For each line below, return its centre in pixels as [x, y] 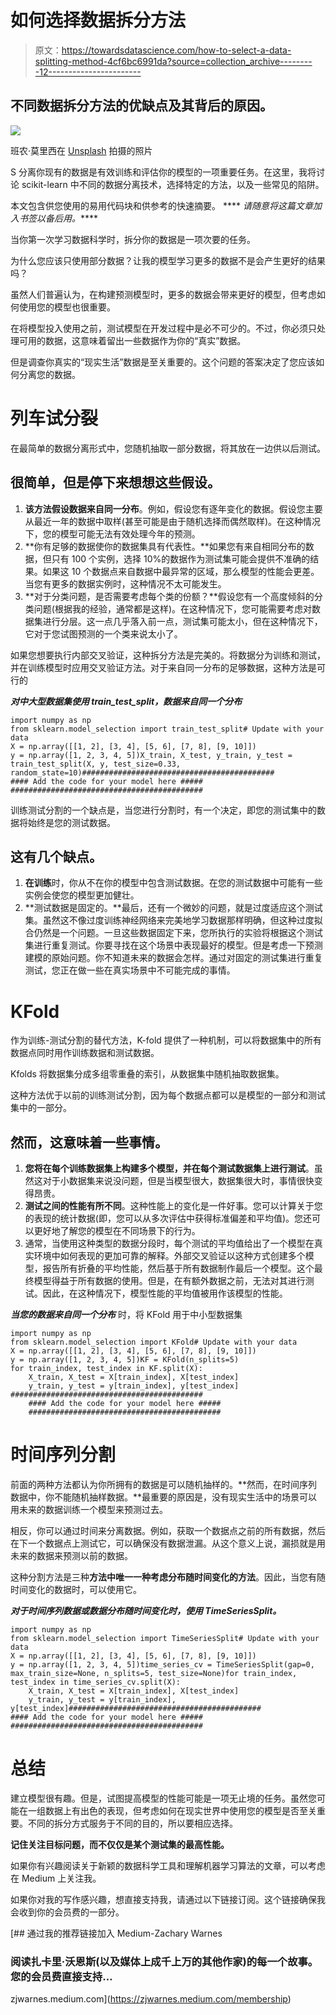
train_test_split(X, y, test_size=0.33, [96, 764]
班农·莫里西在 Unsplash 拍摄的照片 [81, 150]
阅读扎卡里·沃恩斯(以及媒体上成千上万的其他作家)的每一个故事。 [164, 1961]
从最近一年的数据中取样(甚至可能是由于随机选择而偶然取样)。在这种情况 [173, 521]
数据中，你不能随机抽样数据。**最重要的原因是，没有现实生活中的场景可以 [164, 1497]
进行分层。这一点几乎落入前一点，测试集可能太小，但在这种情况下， [182, 621]
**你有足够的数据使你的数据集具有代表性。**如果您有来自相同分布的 [165, 546]
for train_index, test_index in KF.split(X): [106, 1369]
